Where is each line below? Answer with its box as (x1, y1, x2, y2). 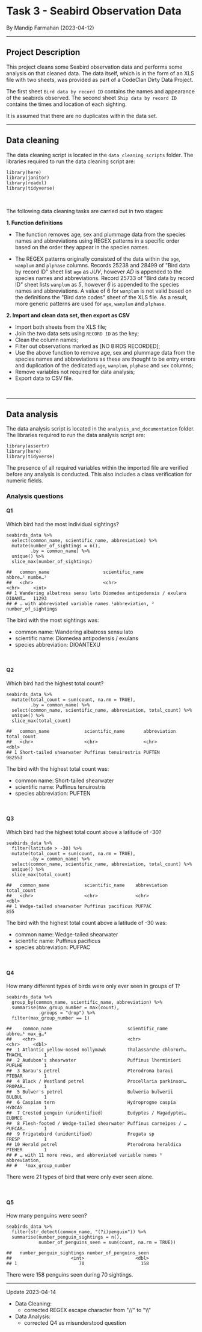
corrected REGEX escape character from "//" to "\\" (23, 1307, 151, 1314)
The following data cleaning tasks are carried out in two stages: (6, 207, 164, 214)
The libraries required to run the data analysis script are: (6, 432, 145, 439)
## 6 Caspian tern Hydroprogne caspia (6, 1100, 176, 1106)
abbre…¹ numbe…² (6, 574, 47, 580)
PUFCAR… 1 (6, 1126, 47, 1132)
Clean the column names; (14, 336, 79, 343)
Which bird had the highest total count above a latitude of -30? (6, 828, 162, 835)
